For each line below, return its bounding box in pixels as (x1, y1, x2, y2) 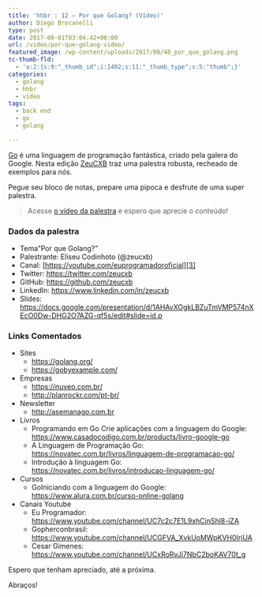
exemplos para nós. (8, 167, 73, 176)
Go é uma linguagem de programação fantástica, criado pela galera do (8, 150, 238, 160)
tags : (8, 99, 26, 107)
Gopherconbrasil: (31, 524, 88, 534)
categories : (8, 70, 47, 78)
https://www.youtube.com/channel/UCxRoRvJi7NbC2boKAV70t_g (31, 550, 246, 559)
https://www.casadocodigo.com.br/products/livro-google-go (31, 432, 230, 442)
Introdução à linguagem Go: (31, 457, 122, 467)
